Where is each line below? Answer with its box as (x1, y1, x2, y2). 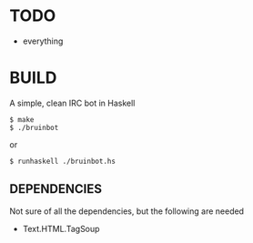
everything (22, 35, 64, 46)
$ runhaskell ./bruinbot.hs (9, 157, 116, 166)
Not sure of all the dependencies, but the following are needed (9, 206, 244, 217)
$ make (9, 115, 35, 124)
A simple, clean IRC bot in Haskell (9, 97, 136, 108)
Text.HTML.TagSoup (22, 223, 100, 234)
